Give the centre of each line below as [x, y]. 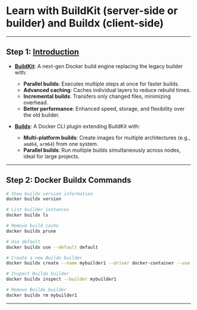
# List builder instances [38, 210]
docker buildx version [34, 199]
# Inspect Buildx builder [38, 274]
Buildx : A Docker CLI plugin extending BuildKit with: [77, 126]
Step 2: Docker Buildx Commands [69, 180]
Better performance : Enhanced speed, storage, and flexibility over [104, 108]
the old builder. [41, 115]
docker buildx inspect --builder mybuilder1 [61, 280]
